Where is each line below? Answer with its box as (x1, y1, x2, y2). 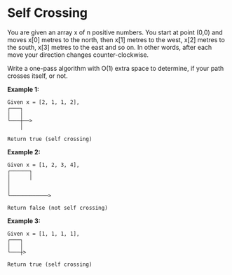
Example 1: (7, 85, 40, 93)
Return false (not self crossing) (7, 204, 109, 211)
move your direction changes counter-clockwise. (7, 51, 149, 59)
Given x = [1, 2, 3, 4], (7, 161, 80, 168)
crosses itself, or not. (7, 72, 68, 80)
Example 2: (7, 147, 41, 156)
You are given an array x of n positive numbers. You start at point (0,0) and (7, 28, 223, 36)
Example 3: (7, 216, 41, 225)
